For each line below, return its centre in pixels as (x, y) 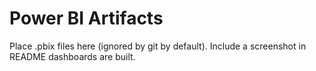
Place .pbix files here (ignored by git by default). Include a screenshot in (158, 46)
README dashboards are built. (72, 56)
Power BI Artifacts (86, 18)
